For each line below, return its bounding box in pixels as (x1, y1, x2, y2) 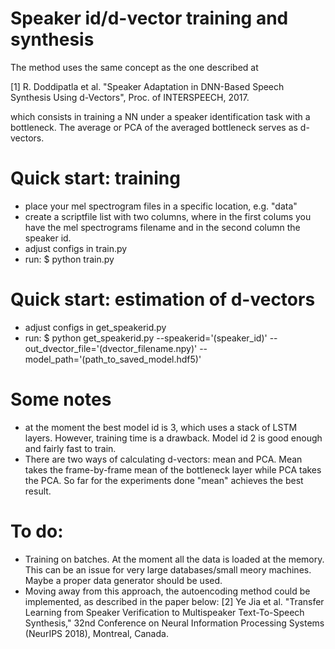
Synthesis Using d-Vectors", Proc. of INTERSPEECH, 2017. (10, 91, 250, 103)
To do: (10, 520, 64, 542)
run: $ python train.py (24, 253, 115, 265)
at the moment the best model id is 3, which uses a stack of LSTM (24, 421, 298, 433)
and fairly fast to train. (24, 442, 117, 454)
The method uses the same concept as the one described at (10, 61, 259, 73)
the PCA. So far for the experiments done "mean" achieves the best (24, 474, 304, 486)
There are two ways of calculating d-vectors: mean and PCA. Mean (24, 453, 303, 465)
